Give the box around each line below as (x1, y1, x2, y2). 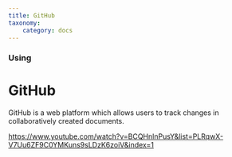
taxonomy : (8, 19, 41, 27)
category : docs (22, 26, 73, 34)
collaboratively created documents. (8, 117, 125, 126)
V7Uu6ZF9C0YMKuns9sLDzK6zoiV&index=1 (8, 140, 154, 150)
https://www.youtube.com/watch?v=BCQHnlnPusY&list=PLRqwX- (8, 132, 224, 141)
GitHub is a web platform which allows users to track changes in (8, 108, 219, 117)
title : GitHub (8, 11, 56, 20)
